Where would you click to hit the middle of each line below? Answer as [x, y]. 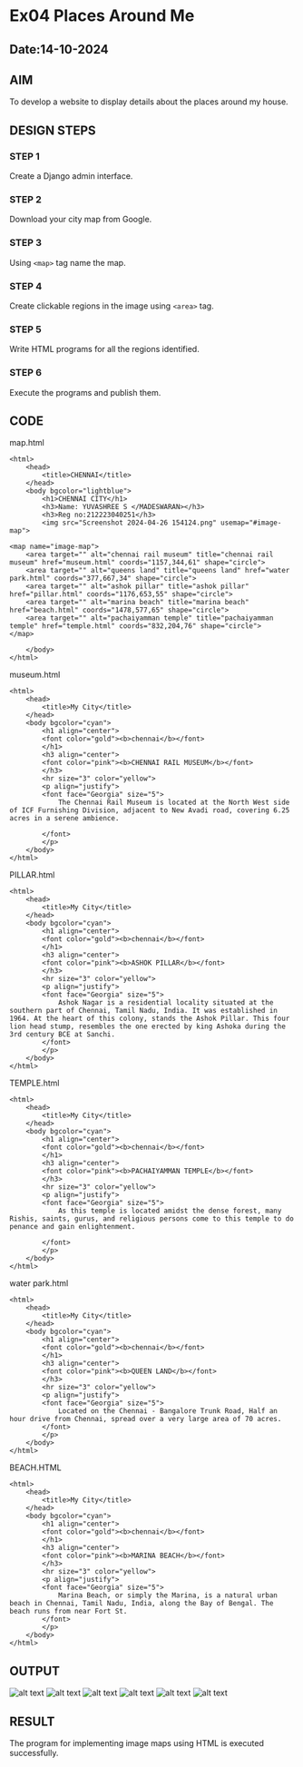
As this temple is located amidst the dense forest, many [170, 1211]
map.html [27, 443]
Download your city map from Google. [81, 220]
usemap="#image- [251, 523]
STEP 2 [26, 199]
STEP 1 [24, 156]
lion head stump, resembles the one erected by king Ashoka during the [147, 1026]
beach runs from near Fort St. [68, 1612]
